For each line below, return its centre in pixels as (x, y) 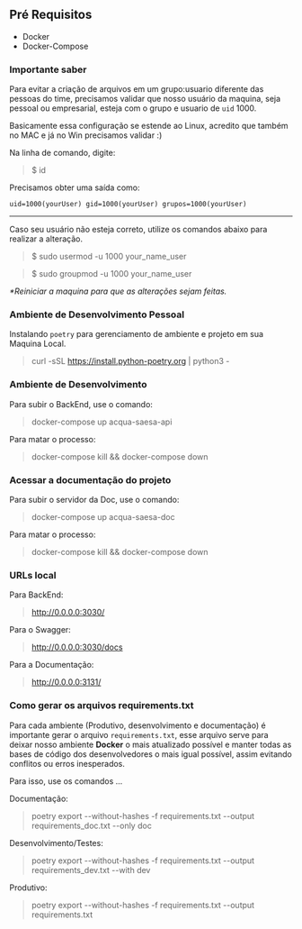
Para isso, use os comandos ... (66, 781)
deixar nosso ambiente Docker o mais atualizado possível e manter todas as (151, 744)
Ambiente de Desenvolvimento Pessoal (97, 314)
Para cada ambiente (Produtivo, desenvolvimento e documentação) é (138, 725)
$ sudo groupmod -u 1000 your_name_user (111, 274)
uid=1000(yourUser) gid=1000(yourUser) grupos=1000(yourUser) (128, 205)
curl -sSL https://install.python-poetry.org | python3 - (130, 361)
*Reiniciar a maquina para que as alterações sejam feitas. (118, 291)
